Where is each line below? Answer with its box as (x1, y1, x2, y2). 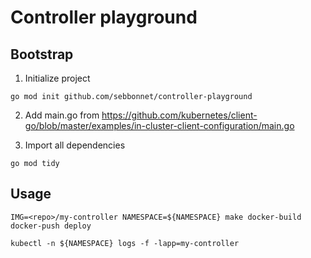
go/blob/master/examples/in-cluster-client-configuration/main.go (24, 120, 295, 131)
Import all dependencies (24, 139, 126, 151)
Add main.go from (24, 109, 100, 121)
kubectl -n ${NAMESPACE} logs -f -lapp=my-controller (10, 238, 240, 248)
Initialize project (24, 72, 91, 84)
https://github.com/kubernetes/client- (101, 109, 258, 121)
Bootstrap (10, 46, 74, 63)
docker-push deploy (10, 221, 92, 231)
